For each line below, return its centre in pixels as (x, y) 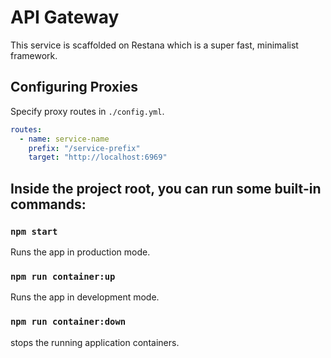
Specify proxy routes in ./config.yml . (87, 111)
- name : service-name (64, 139)
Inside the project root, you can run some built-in (166, 188)
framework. (34, 55)
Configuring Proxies (74, 87)
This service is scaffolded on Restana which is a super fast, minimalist (154, 45)
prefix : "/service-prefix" (84, 148)
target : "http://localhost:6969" (98, 157)
